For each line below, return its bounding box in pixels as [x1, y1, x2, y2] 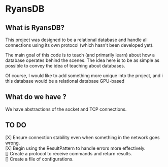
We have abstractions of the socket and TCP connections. [5, 106, 127, 112]
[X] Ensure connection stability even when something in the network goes [5, 134, 160, 140]
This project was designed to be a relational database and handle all [5, 37, 148, 43]
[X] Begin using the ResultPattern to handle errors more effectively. [5, 145, 146, 151]
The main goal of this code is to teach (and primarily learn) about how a [5, 52, 155, 58]
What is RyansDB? [5, 23, 65, 32]
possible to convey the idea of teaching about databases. [5, 63, 125, 69]
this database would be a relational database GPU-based [5, 78, 125, 84]
